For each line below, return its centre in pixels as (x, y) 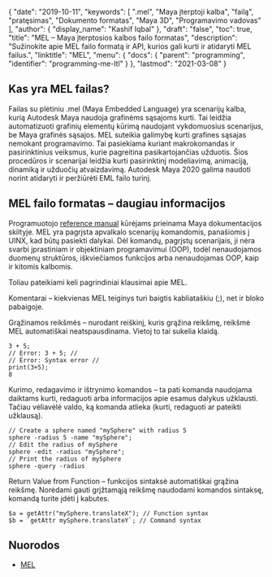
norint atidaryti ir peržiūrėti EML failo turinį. (80, 177)
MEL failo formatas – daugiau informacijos (117, 204)
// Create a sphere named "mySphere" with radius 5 (97, 431)
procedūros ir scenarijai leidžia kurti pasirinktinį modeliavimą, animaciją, (129, 160)
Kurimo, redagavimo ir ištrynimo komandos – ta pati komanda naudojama (130, 389)
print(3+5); (28, 367)
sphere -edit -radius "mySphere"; (67, 452)
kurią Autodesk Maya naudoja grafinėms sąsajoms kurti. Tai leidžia (120, 117)
